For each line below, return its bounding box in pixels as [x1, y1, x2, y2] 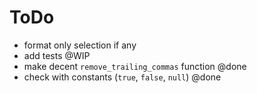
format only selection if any [23, 39, 137, 51]
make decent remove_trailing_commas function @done [23, 60, 247, 72]
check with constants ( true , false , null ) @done [23, 71, 222, 83]
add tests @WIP [23, 49, 91, 61]
